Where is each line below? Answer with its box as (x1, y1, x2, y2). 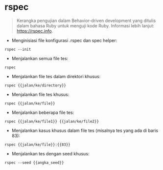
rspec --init (4, 47, 31, 52)
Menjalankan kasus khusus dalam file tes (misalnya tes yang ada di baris (11, 127, 159, 133)
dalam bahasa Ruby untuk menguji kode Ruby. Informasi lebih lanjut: (16, 22, 155, 28)
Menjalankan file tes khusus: (11, 91, 70, 97)
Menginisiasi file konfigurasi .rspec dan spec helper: (11, 37, 117, 43)
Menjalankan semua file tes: (11, 55, 69, 61)
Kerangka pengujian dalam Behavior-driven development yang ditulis (16, 18, 156, 23)
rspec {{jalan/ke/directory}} (4, 83, 67, 88)
